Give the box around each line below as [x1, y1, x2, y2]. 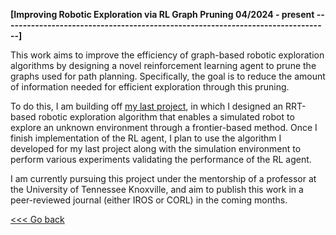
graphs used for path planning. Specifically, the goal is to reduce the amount [10, 70, 326, 82]
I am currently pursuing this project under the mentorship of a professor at [10, 173, 317, 184]
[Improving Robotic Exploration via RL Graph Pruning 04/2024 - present [10, 9, 315, 20]
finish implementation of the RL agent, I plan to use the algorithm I [10, 132, 282, 144]
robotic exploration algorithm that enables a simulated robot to [38, 111, 295, 123]
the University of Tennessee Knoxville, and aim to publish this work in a [10, 184, 304, 195]
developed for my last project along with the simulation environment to [10, 143, 302, 154]
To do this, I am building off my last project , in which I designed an [10, 100, 284, 112]
